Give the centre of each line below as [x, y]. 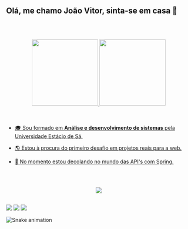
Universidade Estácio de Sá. [49, 136]
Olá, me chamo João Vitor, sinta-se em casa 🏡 [92, 11]
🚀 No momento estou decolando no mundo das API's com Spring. [94, 161]
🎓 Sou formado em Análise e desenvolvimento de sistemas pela [95, 127]
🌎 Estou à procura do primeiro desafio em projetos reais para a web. [98, 148]
